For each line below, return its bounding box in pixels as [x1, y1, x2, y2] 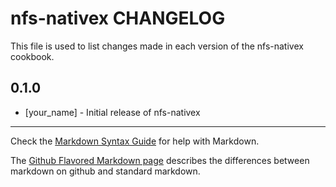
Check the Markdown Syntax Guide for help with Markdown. [10, 135, 260, 147]
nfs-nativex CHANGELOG [10, 7, 226, 30]
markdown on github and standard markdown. [10, 165, 201, 177]
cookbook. [10, 50, 55, 62]
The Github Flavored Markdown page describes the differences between [10, 154, 310, 166]
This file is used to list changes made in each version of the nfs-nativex [10, 40, 304, 52]
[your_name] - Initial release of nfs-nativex [24, 106, 201, 118]
